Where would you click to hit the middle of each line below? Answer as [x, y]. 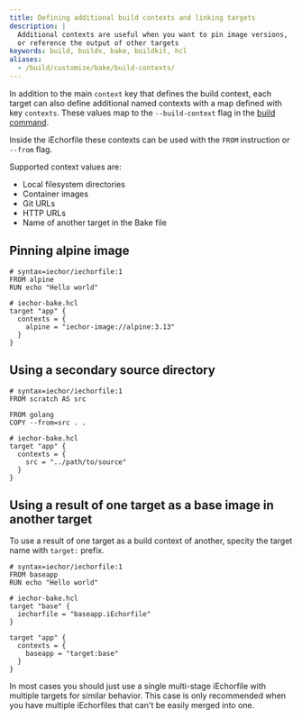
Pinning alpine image [69, 251]
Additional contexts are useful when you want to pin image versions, [153, 34]
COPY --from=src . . [48, 423]
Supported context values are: [65, 167]
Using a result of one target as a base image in [142, 505]
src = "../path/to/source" [76, 462]
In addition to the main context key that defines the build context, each [141, 93]
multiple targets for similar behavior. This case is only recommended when [148, 696]
